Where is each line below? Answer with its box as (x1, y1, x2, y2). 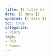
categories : (5, 25, 29, 30)
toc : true (5, 20, 25, 26)
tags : (5, 35, 16, 39)
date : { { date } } (5, 12, 40, 17)
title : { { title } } (5, 7, 45, 12)
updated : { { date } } (5, 16, 47, 21)
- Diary (5, 30, 21, 35)
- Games (5, 43, 21, 48)
